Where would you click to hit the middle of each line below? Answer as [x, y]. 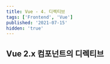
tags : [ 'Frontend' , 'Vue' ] [40, 17]
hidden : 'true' [25, 28]
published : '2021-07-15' [37, 23]
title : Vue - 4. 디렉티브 [36, 12]
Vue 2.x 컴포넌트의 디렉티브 [55, 54]
